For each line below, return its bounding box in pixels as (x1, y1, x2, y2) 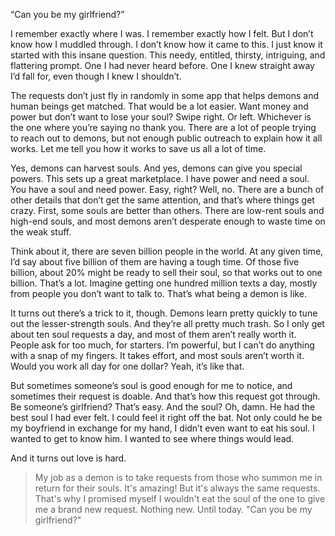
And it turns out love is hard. (10, 452, 127, 464)
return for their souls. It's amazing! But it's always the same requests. (34, 482, 321, 494)
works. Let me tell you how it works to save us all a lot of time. (10, 143, 267, 154)
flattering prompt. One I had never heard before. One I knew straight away (10, 60, 315, 71)
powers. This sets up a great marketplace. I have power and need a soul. (10, 173, 310, 184)
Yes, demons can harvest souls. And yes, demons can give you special (10, 162, 303, 174)
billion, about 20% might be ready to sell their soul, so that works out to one (10, 267, 323, 278)
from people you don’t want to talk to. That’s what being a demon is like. (10, 288, 307, 299)
